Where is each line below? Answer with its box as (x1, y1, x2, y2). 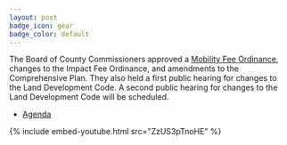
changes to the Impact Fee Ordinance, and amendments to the (9, 63, 239, 74)
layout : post (9, 12, 58, 22)
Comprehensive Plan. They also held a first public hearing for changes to (9, 73, 278, 84)
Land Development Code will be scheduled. (9, 92, 169, 102)
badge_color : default (9, 29, 90, 38)
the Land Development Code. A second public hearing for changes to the (9, 82, 278, 93)
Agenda (21, 109, 52, 120)
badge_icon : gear (9, 21, 74, 30)
